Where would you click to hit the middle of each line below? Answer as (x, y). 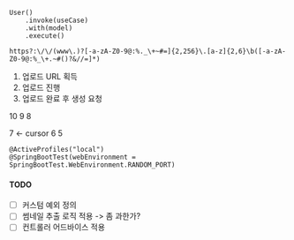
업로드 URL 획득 (49, 76)
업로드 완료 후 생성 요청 (62, 98)
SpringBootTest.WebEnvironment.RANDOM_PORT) (92, 165)
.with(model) (49, 28)
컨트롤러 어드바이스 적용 (64, 227)
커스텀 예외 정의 (49, 205)
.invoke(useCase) (57, 20)
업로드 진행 (41, 87)
